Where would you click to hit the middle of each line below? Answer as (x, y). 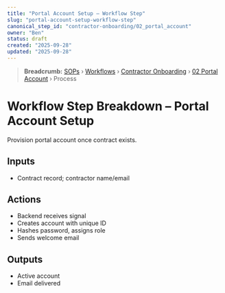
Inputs (21, 162)
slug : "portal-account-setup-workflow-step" (72, 20)
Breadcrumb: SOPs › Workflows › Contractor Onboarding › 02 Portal (121, 71)
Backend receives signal (51, 216)
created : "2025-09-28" (39, 45)
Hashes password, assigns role (61, 231)
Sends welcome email (48, 238)
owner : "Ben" (26, 33)
